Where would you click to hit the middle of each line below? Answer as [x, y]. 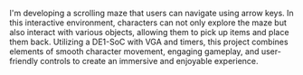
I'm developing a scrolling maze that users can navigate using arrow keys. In [151, 13]
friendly [24, 61]
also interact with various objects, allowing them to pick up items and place [149, 32]
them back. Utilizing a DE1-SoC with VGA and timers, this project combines [149, 42]
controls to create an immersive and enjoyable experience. [150, 61]
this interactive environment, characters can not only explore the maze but [148, 23]
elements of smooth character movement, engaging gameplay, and [134, 52]
